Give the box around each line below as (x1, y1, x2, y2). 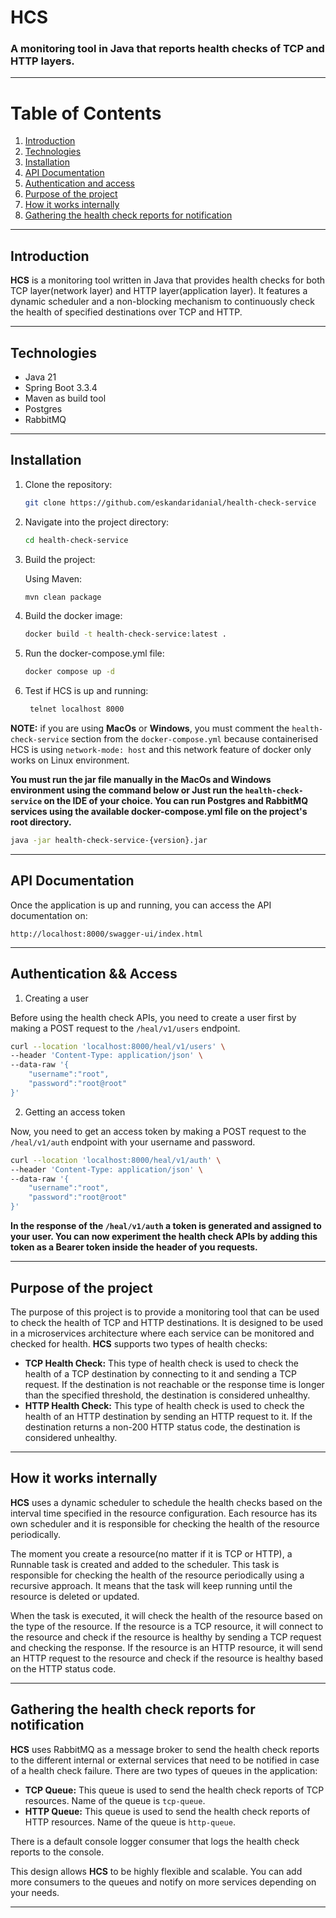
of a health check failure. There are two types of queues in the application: (10, 1764, 318, 1776)
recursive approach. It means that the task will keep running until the (10, 1579, 293, 1591)
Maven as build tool (24, 392, 107, 405)
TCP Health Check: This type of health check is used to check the (24, 1357, 299, 1369)
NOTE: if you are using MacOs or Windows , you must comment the (10, 722, 290, 735)
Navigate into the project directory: (24, 516, 170, 528)
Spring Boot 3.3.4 (24, 382, 98, 394)
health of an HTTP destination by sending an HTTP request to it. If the (24, 1410, 313, 1422)
